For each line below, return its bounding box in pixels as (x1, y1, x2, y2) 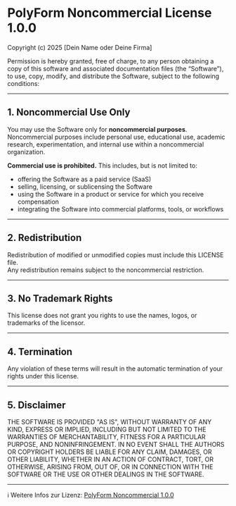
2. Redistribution (7, 232, 82, 244)
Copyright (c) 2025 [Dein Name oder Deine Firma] (7, 43, 152, 51)
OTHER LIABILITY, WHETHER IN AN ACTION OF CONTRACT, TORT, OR (7, 455, 214, 463)
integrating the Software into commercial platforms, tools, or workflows (17, 204, 224, 213)
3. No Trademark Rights (7, 292, 113, 304)
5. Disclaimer (7, 399, 66, 411)
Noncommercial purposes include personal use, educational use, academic (7, 132, 226, 141)
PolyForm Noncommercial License (7, 5, 212, 21)
